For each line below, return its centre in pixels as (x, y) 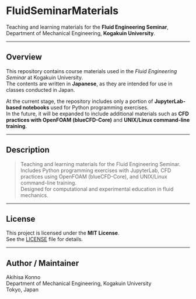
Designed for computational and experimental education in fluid (97, 189)
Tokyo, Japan (22, 290)
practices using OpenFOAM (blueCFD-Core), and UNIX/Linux (94, 176)
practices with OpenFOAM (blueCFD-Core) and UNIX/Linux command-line (98, 120)
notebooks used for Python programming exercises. (85, 107)
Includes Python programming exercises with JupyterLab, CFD (96, 170)
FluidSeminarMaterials (62, 11)
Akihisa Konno (23, 277)
